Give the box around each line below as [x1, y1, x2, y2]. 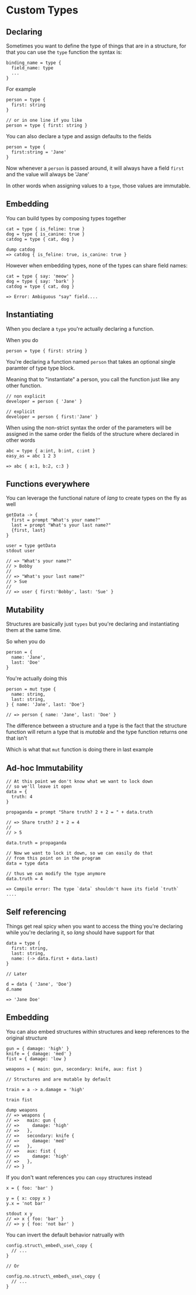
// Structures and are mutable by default [6, 1076, 111, 1082]
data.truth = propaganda [6, 840, 67, 846]
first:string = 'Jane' [11, 149, 67, 155]
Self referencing [6, 907, 67, 917]
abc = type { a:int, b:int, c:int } [6, 447, 95, 454]
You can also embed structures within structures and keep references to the [6, 1028, 190, 1035]
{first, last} [11, 528, 46, 534]
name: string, [11, 692, 46, 698]
